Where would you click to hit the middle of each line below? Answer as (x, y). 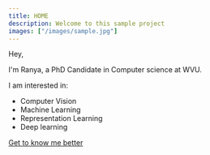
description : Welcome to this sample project (86, 24)
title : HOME (28, 16)
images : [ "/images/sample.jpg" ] (63, 31)
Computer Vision (48, 101)
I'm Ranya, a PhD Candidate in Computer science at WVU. (105, 70)
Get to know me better (46, 143)
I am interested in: (39, 85)
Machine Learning (50, 110)
